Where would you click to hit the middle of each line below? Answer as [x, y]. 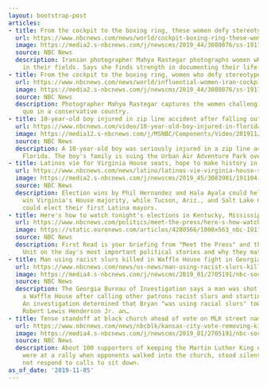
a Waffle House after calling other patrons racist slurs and [128, 296]
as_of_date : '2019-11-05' [51, 370]
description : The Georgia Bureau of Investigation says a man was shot [137, 289]
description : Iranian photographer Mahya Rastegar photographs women [133, 60]
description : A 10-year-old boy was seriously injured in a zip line [133, 149]
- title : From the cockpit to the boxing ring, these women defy [118, 30]
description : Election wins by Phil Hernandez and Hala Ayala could [131, 193]
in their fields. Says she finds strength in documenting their [131, 68]
